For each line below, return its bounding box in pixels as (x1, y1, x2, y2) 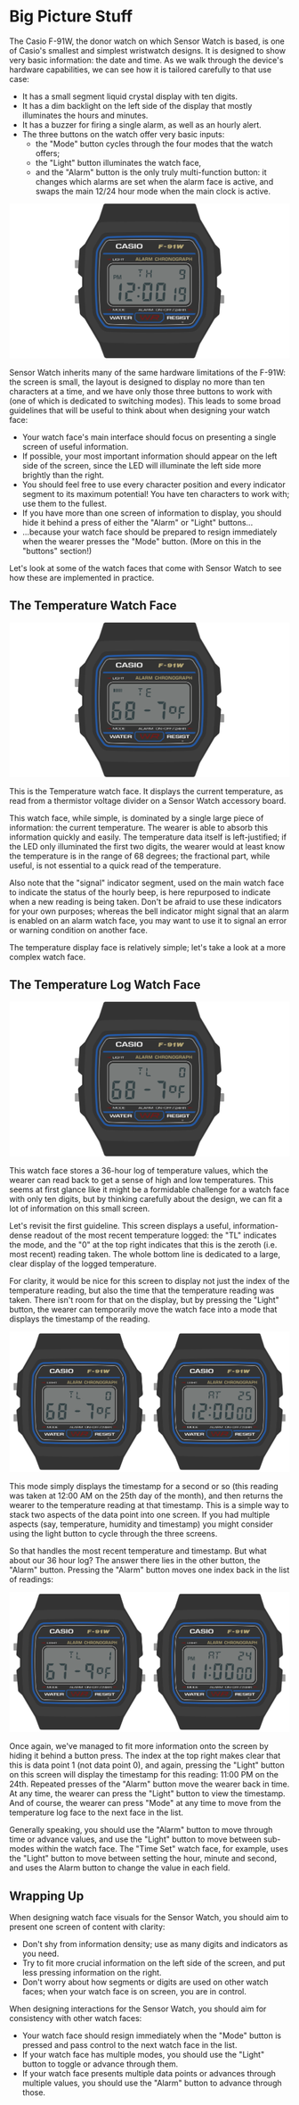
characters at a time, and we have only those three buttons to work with (9, 386, 273, 397)
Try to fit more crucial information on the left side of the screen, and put (21, 1958, 286, 1968)
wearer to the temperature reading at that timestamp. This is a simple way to (9, 1499, 289, 1510)
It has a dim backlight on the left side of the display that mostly (21, 100, 253, 111)
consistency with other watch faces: (9, 2013, 142, 2024)
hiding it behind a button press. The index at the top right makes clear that (9, 1751, 281, 1761)
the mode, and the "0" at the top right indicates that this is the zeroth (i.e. (9, 1239, 278, 1250)
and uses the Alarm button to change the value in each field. (9, 1862, 230, 1873)
